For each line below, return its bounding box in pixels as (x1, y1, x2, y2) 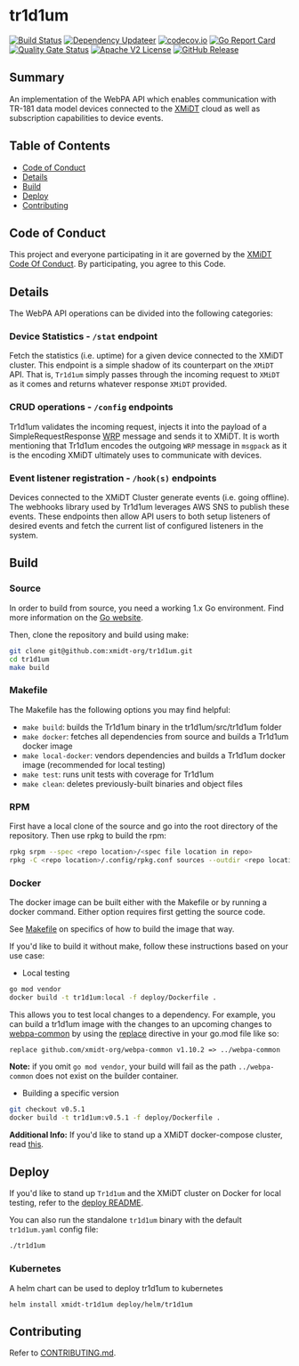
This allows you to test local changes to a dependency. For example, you (9, 1009, 276, 1020)
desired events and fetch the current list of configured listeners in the (9, 521, 264, 531)
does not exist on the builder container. (35, 1070, 179, 1081)
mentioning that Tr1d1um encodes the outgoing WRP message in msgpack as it (9, 440, 287, 450)
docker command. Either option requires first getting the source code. (9, 907, 266, 917)
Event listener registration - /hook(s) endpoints (9, 472, 217, 484)
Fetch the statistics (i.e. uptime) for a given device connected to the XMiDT (9, 351, 285, 361)
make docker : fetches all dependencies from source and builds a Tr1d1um (21, 731, 289, 741)
